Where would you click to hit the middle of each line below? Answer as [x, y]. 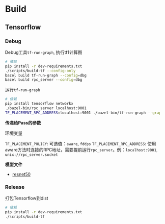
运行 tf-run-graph [23, 90]
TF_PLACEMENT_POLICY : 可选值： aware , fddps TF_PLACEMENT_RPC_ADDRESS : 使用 [81, 144]
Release [15, 187]
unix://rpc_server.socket [31, 155]
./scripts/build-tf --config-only [41, 71]
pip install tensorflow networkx [39, 104]
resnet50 [21, 174]
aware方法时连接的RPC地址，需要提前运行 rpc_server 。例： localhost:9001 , [82, 149]
